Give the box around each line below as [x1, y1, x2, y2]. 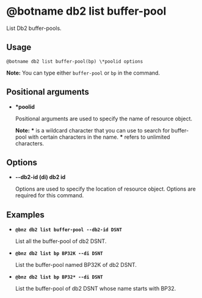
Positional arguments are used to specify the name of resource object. [15, 115, 193, 122]
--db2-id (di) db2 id [15, 173, 66, 181]
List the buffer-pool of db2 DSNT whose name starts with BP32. [15, 285, 176, 293]
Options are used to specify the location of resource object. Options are [15, 185, 197, 193]
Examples [6, 209, 45, 220]
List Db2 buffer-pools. [6, 24, 62, 32]
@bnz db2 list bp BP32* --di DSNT [15, 274, 103, 280]
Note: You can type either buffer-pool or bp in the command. [6, 69, 161, 76]
